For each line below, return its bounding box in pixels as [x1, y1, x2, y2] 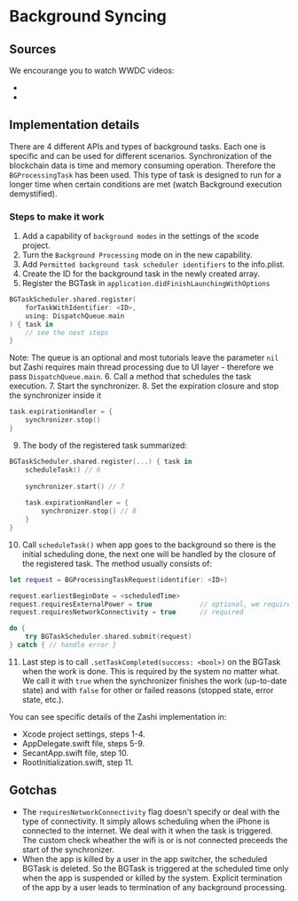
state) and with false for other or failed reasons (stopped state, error [21, 684, 274, 695]
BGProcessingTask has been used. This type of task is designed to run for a [9, 169, 282, 179]
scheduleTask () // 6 [25, 465, 101, 474]
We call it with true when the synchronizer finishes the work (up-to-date [21, 675, 287, 686]
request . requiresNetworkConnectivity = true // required [9, 608, 244, 617]
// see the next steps [25, 328, 109, 337]
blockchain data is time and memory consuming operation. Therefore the [9, 160, 277, 171]
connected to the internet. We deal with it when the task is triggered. [21, 825, 273, 836]
